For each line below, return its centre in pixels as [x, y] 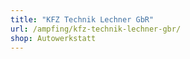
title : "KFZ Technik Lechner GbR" [82, 19]
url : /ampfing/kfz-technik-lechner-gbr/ [96, 29]
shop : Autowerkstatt [53, 38]
